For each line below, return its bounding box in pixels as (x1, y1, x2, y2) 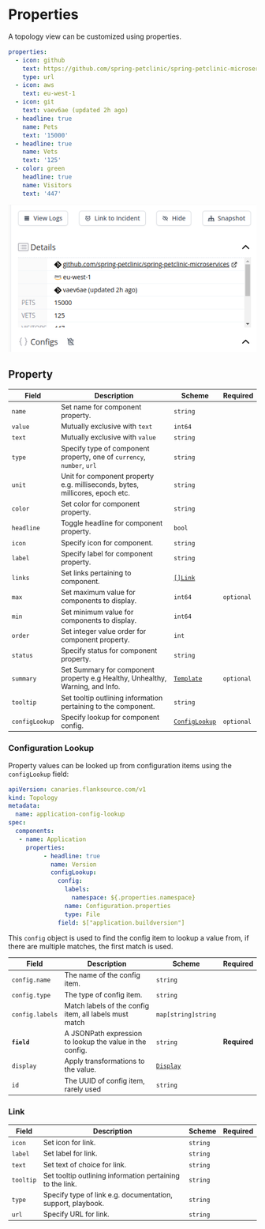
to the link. (43, 1179, 77, 1189)
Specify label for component (60, 549, 154, 558)
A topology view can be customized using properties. (8, 32, 182, 41)
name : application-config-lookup (15, 810, 125, 819)
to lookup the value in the (64, 1037, 147, 1046)
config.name (11, 976, 51, 984)
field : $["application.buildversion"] (58, 918, 185, 926)
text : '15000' (22, 131, 69, 139)
